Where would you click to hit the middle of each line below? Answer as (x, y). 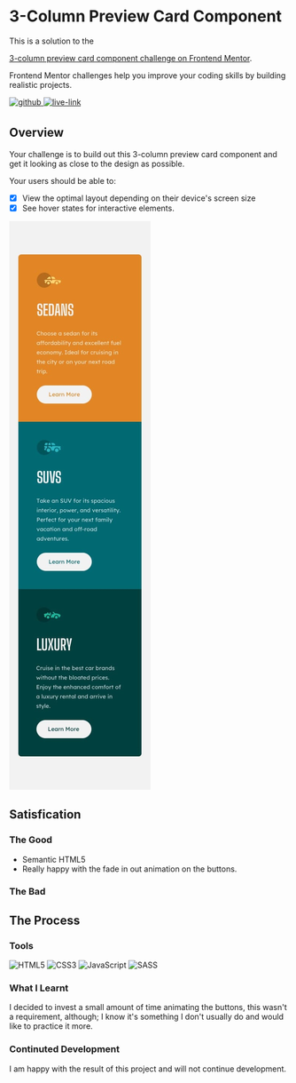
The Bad (27, 892)
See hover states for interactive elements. (98, 208)
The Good (31, 840)
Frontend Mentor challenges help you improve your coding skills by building (148, 75)
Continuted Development (65, 1049)
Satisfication (45, 815)
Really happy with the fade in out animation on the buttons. (129, 869)
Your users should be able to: (63, 180)
